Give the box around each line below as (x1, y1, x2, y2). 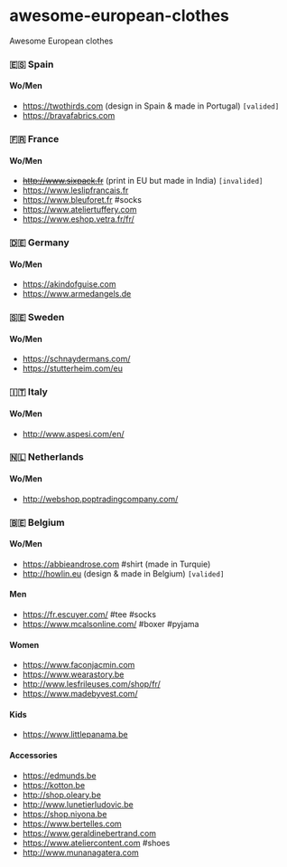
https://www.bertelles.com (22, 818, 122, 829)
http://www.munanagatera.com (22, 847, 139, 858)
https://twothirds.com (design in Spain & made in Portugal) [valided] (22, 100, 280, 111)
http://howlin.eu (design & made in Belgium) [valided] (22, 567, 225, 579)
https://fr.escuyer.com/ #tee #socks (22, 609, 156, 620)
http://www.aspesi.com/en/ (22, 428, 125, 439)
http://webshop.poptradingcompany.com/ (22, 493, 179, 504)
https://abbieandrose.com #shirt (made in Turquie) (22, 558, 211, 569)
